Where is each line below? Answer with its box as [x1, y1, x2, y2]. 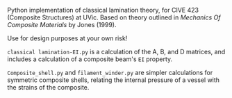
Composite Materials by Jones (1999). [7, 21, 117, 28]
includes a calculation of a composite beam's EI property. [7, 55, 173, 63]
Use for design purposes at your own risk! [7, 34, 128, 42]
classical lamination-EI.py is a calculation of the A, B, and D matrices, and [7, 48, 226, 56]
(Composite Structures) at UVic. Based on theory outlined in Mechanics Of [7, 13, 221, 22]
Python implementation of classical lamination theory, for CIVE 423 [7, 6, 199, 14]
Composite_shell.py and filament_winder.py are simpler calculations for [7, 69, 213, 76]
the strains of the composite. [7, 83, 90, 91]
